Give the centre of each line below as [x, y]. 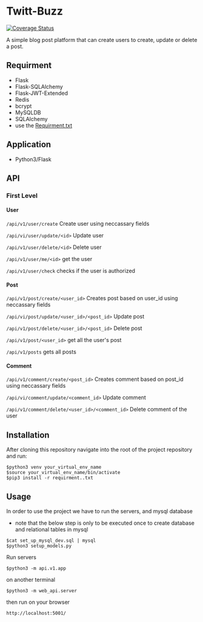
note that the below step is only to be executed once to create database [105, 523]
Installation [28, 435]
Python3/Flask [33, 159]
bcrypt [23, 106]
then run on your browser [38, 602]
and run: [17, 456]
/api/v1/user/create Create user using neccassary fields [78, 224]
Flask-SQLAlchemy [39, 86]
